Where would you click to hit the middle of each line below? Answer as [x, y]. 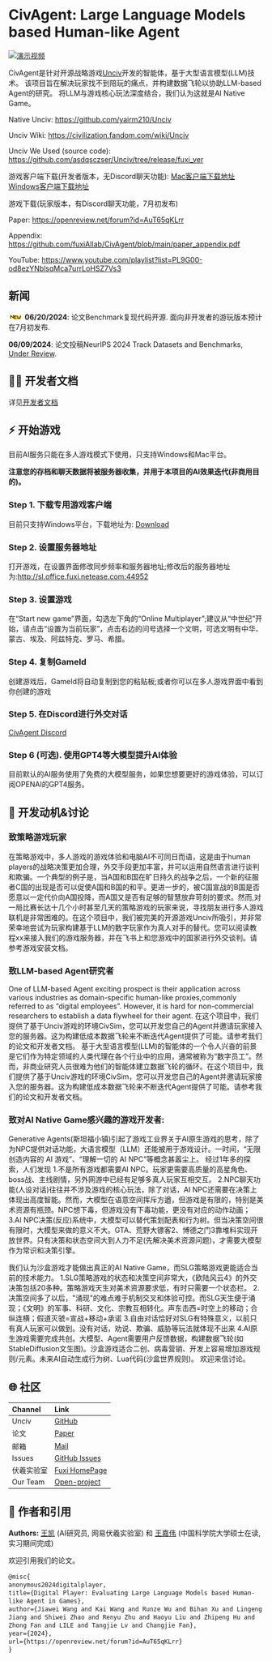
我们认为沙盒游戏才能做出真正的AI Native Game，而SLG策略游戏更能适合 [130, 1268]
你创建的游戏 [30, 691]
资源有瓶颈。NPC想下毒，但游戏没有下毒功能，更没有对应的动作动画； [133, 1210]
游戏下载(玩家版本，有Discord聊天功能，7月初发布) [93, 203]
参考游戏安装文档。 [40, 948]
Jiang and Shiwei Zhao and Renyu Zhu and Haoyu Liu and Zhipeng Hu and [132, 1617]
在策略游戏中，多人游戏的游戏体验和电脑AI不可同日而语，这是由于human [130, 856]
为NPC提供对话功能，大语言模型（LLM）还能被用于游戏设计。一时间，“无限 [135, 1149]
